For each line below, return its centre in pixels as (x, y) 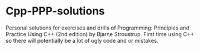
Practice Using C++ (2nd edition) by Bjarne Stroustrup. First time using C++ (100, 34)
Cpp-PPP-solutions (55, 11)
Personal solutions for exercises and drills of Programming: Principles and (98, 28)
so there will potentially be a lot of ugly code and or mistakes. (82, 40)
